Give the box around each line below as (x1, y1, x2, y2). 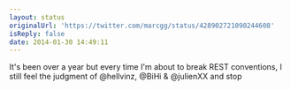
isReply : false (9, 29, 65, 38)
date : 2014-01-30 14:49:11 (9, 37, 109, 47)
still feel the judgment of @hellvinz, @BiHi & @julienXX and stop (9, 71, 242, 82)
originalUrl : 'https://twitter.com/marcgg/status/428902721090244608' (9, 21, 275, 30)
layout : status (9, 12, 65, 22)
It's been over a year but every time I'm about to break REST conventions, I (9, 62, 283, 72)
